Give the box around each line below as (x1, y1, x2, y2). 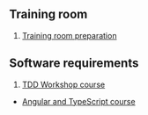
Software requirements (9, 56, 139, 71)
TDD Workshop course (21, 79, 106, 90)
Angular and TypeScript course (21, 96, 136, 106)
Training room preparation (21, 30, 117, 40)
